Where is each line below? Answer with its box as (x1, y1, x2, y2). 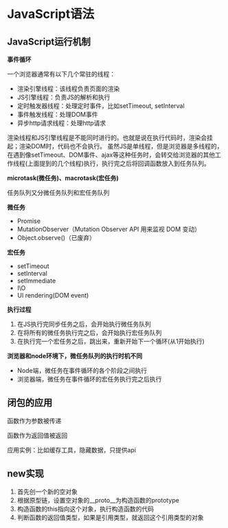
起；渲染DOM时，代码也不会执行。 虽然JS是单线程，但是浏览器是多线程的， (7, 142, 223, 150)
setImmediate (16, 276, 56, 285)
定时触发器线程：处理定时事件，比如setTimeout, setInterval (16, 102, 185, 110)
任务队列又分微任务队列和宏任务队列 (7, 188, 110, 197)
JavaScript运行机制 (7, 36, 91, 47)
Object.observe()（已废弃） (16, 234, 96, 241)
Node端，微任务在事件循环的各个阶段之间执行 (16, 366, 148, 375)
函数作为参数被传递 (7, 417, 62, 425)
